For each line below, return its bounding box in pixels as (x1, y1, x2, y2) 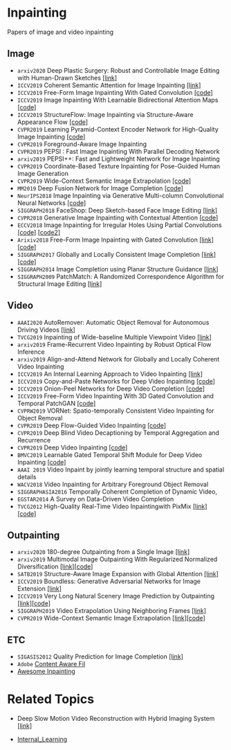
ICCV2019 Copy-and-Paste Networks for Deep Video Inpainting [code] (17, 377, 216, 385)
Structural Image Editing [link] (17, 279, 102, 288)
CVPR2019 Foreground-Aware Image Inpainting (17, 140, 147, 148)
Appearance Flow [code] (17, 118, 89, 126)
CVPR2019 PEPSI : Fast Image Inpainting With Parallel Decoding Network (17, 147, 220, 155)
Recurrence (17, 436, 51, 444)
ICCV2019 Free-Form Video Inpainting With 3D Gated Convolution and (17, 391, 214, 400)
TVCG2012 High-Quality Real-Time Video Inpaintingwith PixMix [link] (17, 502, 207, 510)
